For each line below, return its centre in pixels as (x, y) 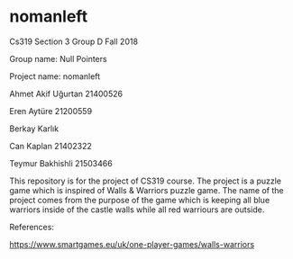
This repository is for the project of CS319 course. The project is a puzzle (146, 181)
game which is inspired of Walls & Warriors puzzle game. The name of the (146, 190)
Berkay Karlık (34, 129)
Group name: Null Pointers (58, 58)
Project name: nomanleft (55, 76)
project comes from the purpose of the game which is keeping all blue (140, 200)
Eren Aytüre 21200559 (51, 111)
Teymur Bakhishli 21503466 (61, 163)
